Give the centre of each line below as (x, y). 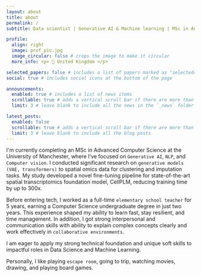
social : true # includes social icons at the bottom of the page (89, 78)
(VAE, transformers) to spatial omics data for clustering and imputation (94, 169)
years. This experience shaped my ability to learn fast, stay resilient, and (95, 213)
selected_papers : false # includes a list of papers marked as (87, 73)
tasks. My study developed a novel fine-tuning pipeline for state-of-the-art (98, 176)
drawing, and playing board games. (50, 268)
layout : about (24, 12)
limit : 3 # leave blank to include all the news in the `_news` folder (103, 106)
